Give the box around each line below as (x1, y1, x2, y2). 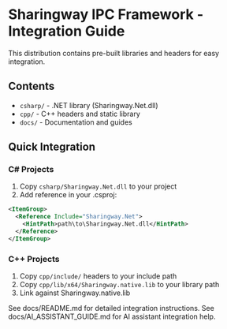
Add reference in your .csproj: (19, 190, 117, 200)
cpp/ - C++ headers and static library (19, 109, 140, 118)
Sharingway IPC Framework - (8, 6, 204, 24)
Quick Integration (8, 140, 96, 154)
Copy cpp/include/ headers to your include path (19, 271, 177, 281)
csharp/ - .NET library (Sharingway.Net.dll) (19, 100, 159, 110)
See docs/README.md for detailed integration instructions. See (8, 304, 214, 313)
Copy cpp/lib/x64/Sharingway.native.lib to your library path (19, 280, 220, 290)
